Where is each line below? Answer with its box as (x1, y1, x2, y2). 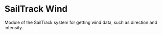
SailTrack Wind (4, 3, 68, 15)
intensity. (4, 24, 23, 30)
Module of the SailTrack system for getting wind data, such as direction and (4, 19, 158, 25)
